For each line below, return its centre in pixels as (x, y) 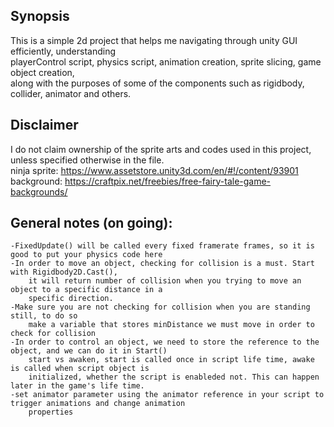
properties (51, 412)
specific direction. (71, 299)
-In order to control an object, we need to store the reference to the (165, 342)
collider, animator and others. (71, 93)
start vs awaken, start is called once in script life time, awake (171, 360)
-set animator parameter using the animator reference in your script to (167, 395)
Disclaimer (44, 125)
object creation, (42, 72)
